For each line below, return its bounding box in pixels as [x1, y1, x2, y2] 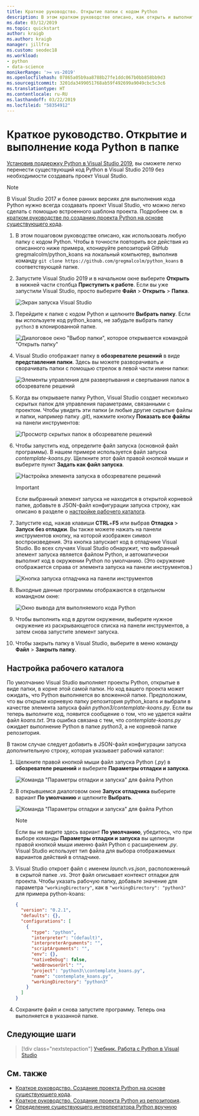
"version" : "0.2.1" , [21, 907, 71, 914]
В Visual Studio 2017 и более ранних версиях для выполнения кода [6, 195, 176, 202]
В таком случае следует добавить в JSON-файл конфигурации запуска [6, 741, 187, 748]
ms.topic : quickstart [6, 25, 60, 31]
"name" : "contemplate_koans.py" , [31, 973, 114, 979]
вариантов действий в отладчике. [15, 854, 101, 861]
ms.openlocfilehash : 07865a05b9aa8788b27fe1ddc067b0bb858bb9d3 [6, 75, 166, 81]
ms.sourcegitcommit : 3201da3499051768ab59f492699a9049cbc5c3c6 [6, 81, 166, 86]
